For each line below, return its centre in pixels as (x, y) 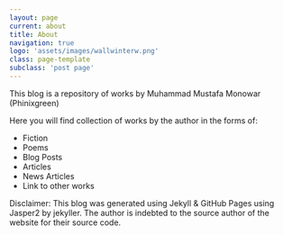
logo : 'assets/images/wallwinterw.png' (84, 51)
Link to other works (58, 185)
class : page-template (50, 59)
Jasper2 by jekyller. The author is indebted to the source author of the (140, 212)
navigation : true (42, 43)
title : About (34, 34)
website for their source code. (65, 222)
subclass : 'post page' (52, 68)
